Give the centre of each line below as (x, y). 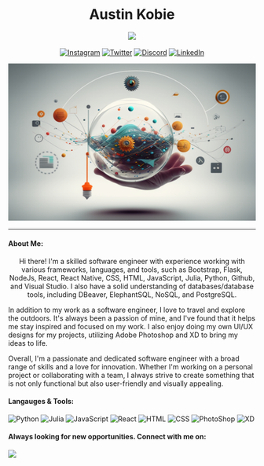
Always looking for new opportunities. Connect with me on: (107, 437)
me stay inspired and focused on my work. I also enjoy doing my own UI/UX (131, 326)
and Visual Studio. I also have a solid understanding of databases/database (132, 286)
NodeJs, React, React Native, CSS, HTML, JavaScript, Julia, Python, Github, (132, 277)
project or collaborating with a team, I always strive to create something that (131, 375)
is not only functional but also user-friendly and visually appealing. (116, 383)
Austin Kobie (132, 15)
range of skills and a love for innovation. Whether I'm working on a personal (130, 366)
